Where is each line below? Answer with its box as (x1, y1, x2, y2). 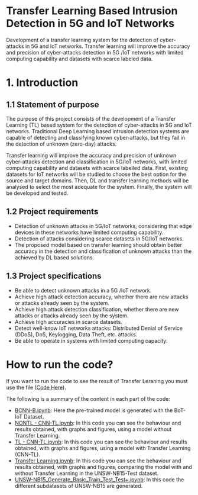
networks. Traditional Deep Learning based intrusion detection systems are (6, 127, 190, 134)
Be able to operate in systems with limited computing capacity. (14, 337, 168, 344)
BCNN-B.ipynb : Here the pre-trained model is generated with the (14, 407, 173, 414)
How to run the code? (6, 358, 113, 371)
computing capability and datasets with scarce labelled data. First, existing (6, 164, 188, 171)
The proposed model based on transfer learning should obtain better (14, 241, 182, 248)
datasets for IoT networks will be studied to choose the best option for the (6, 171, 186, 178)
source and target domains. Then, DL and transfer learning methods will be (6, 176, 189, 184)
